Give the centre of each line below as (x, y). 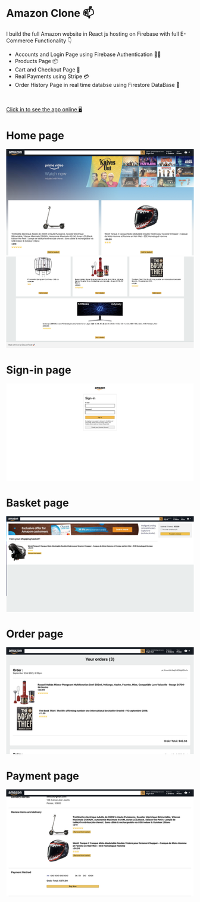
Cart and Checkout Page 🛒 (47, 69)
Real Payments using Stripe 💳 (52, 76)
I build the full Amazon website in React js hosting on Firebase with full (93, 34)
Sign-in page (39, 370)
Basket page (38, 503)
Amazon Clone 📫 (50, 13)
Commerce (20, 40)
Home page (35, 136)
